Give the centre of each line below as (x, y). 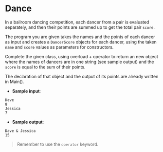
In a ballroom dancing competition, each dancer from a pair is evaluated (77, 22)
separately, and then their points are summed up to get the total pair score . (80, 27)
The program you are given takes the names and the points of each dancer (80, 37)
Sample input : (27, 91)
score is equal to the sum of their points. (45, 67)
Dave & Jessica (20, 131)
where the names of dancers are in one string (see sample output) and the (80, 62)
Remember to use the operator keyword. (58, 144)
